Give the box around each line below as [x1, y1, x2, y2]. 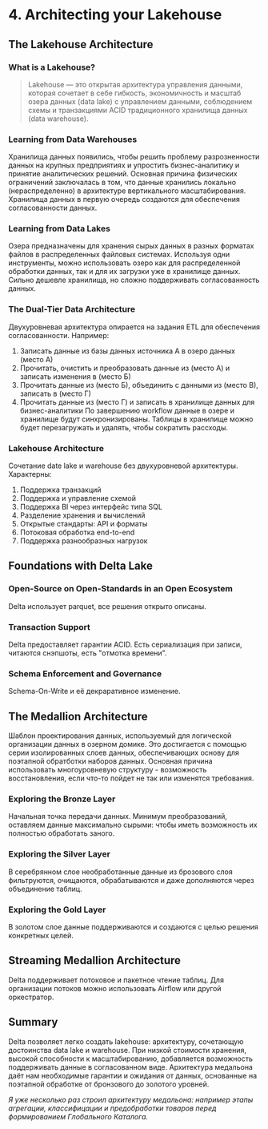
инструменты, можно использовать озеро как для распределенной [8, 258, 241, 268]
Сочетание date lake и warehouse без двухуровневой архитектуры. [8, 461, 238, 470]
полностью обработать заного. [8, 829, 115, 838]
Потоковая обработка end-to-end [19, 527, 135, 538]
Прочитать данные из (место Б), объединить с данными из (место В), [19, 380, 258, 389]
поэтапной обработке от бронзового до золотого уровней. [8, 1079, 210, 1089]
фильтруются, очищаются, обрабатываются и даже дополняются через [8, 875, 254, 885]
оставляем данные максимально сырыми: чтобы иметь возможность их [8, 820, 258, 830]
